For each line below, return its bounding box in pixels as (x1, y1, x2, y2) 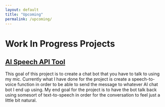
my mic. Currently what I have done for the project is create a (5, 76, 131, 82)
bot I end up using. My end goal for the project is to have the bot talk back (5, 87, 157, 93)
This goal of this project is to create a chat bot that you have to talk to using (5, 71, 160, 77)
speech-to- (131, 76, 155, 82)
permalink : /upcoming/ (5, 16, 52, 21)
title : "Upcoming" (5, 12, 43, 17)
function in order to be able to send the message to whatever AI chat (17, 82, 158, 88)
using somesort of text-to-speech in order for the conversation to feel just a (5, 92, 161, 98)
